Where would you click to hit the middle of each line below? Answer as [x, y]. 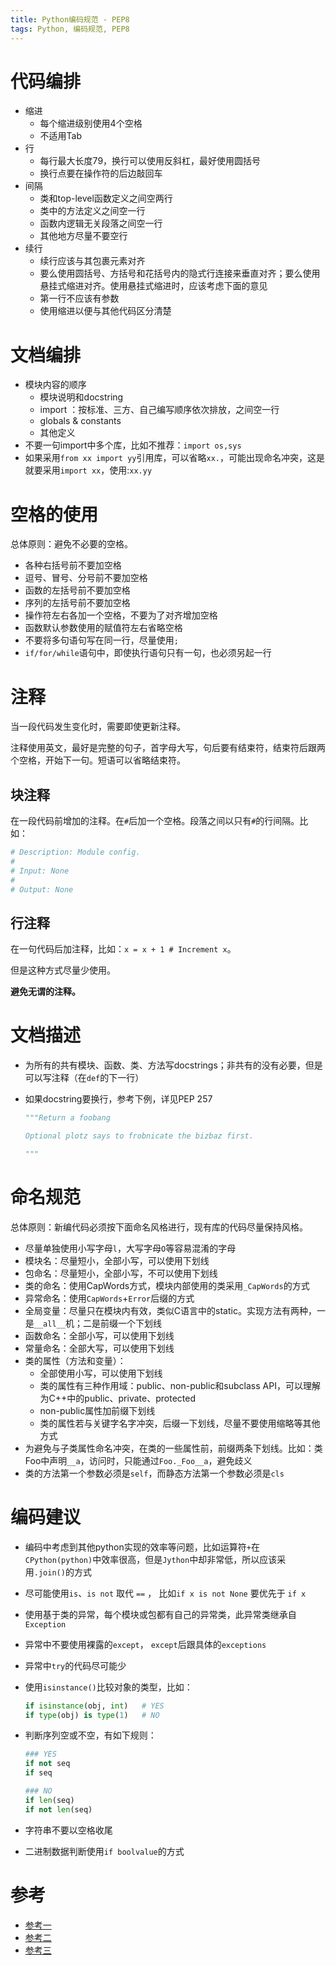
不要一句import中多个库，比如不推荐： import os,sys [133, 445]
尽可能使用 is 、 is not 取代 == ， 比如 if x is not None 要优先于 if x [165, 1593]
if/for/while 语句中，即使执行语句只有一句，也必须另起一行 [148, 653]
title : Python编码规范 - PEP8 [70, 19]
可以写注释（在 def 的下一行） [84, 1078]
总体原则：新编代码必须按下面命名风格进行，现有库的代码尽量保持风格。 [159, 1227]
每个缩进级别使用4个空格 [91, 123]
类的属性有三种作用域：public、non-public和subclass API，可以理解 [180, 1385]
